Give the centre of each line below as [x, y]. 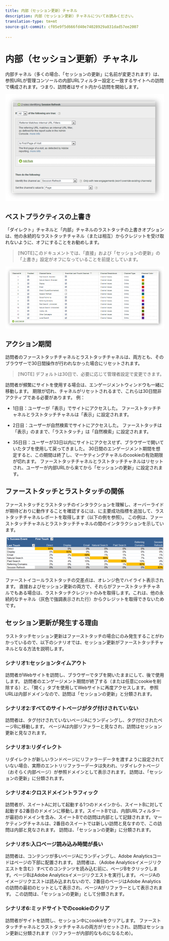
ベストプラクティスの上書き [48, 217]
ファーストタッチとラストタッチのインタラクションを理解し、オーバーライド [84, 504]
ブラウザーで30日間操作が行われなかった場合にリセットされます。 [74, 363]
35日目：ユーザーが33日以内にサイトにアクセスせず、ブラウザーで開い [86, 442]
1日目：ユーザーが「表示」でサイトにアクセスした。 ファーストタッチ [84, 408]
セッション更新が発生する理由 [52, 623]
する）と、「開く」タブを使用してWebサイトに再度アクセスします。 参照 [84, 688]
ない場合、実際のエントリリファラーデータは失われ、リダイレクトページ [84, 766]
